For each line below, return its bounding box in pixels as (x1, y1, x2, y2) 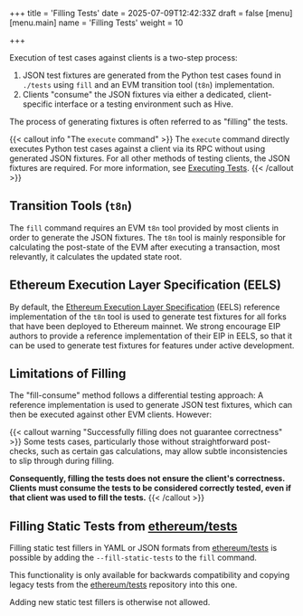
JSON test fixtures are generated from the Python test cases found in (22, 70, 282, 81)
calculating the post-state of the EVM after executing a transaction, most (9, 242, 280, 252)
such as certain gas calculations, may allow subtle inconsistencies (40, 446, 288, 457)
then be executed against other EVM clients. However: (9, 409, 213, 420)
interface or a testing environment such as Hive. (53, 99, 233, 109)
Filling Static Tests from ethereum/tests (9, 518, 238, 534)
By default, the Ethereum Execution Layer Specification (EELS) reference (9, 301, 280, 312)
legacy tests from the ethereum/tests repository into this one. (9, 579, 238, 591)
